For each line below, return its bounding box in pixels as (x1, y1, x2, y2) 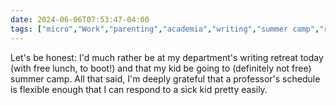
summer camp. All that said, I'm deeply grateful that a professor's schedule (10, 72, 321, 85)
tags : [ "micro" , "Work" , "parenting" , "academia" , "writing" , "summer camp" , (10, 24, 320, 34)
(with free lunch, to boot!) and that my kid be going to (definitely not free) (10, 62, 312, 74)
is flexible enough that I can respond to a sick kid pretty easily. (10, 83, 268, 95)
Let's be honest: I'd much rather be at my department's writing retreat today (10, 51, 324, 63)
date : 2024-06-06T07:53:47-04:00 (10, 14, 150, 25)
